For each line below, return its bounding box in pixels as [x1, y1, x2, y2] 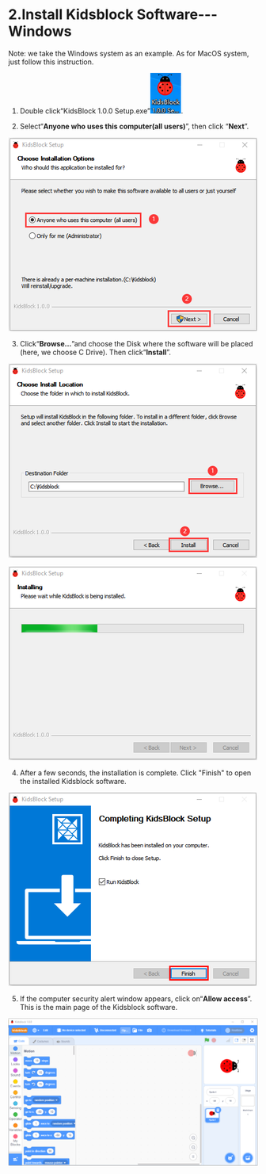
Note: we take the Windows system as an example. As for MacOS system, [8, 48, 249, 58]
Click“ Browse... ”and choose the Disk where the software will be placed [19, 338, 253, 348]
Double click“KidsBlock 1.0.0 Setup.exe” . [19, 105, 184, 116]
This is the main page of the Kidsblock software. [19, 1002, 178, 1011]
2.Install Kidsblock [8, 6, 134, 24]
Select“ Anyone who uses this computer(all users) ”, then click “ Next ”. [19, 121, 249, 131]
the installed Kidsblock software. [19, 776, 127, 786]
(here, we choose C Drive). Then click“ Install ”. [19, 347, 172, 357]
